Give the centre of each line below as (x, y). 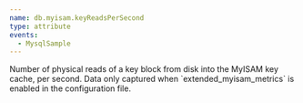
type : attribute (40, 26)
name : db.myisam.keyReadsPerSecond (77, 18)
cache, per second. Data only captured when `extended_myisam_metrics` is (152, 79)
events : (24, 35)
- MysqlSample (44, 43)
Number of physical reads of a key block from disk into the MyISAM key (144, 69)
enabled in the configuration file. (71, 88)
